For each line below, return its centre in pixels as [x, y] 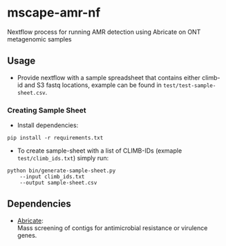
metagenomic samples [39, 39]
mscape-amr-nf [54, 13]
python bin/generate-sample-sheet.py [62, 171]
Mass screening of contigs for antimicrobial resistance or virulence [112, 228]
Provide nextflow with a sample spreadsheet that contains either [109, 77]
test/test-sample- [190, 85]
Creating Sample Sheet [47, 110]
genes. [27, 235]
